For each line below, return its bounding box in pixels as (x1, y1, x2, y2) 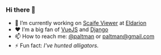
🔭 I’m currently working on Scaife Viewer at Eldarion (14, 20, 147, 27)
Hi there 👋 (6, 5, 36, 14)
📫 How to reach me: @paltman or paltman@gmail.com (14, 33, 155, 40)
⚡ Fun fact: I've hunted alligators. (14, 42, 99, 50)
